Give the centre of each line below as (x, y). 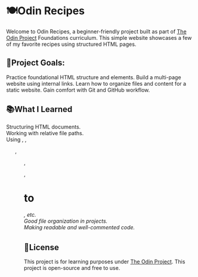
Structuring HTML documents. (44, 127)
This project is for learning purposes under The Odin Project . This (104, 262)
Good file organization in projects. (66, 221)
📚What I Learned (39, 109)
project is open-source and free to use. (72, 268)
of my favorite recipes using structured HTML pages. (71, 44)
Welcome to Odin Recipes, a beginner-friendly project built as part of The (96, 31)
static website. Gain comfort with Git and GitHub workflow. (78, 90)
